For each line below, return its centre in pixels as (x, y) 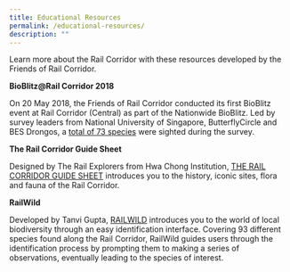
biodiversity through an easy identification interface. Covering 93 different (145, 229)
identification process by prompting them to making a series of (125, 248)
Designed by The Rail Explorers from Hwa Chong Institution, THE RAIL (137, 167)
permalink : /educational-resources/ (77, 26)
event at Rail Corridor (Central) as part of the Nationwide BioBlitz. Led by (142, 113)
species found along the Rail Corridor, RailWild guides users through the (141, 239)
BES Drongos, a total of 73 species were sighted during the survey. (132, 132)
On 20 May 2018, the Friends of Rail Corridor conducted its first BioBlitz (140, 103)
